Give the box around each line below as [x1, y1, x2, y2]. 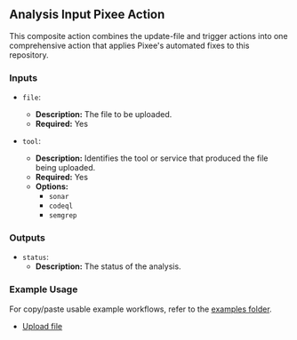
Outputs [9, 232, 46, 244]
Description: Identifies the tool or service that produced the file [35, 153, 269, 163]
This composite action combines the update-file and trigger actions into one [9, 30, 288, 41]
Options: [35, 181, 68, 192]
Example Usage [9, 283, 78, 296]
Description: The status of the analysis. [35, 261, 181, 272]
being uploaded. [35, 162, 96, 173]
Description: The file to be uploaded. [35, 109, 173, 120]
